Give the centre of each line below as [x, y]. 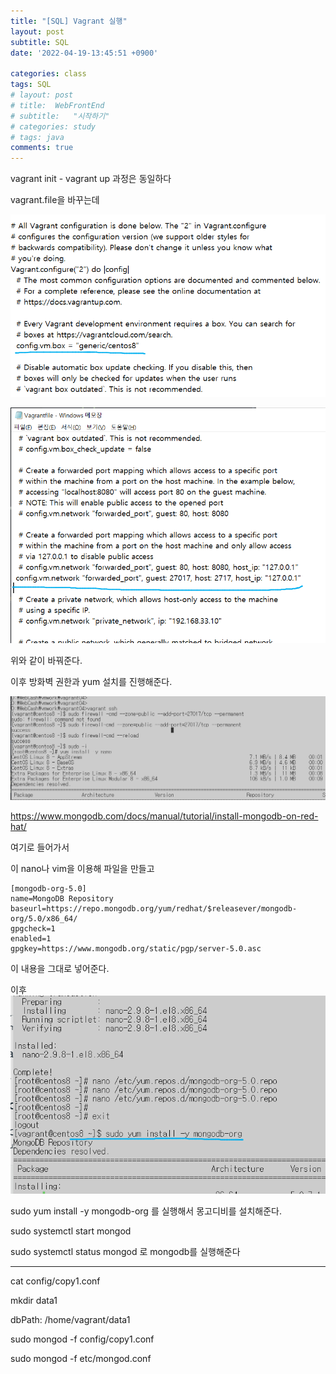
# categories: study [53, 126]
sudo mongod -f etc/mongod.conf [81, 1359]
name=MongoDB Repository [62, 898]
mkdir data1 [34, 1301]
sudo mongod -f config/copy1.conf [82, 1339]
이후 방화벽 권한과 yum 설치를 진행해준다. [91, 681]
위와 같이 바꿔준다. [46, 660]
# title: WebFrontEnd [57, 105]
